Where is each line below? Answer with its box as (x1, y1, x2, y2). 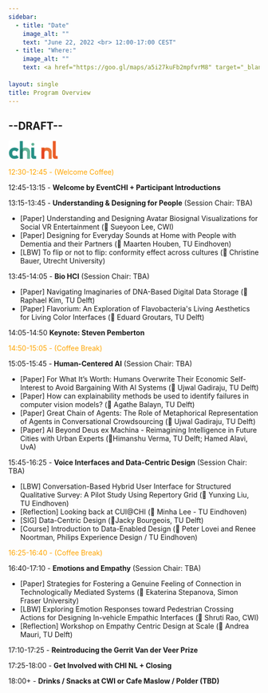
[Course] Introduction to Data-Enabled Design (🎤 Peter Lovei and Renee (19, 524, 257, 534)
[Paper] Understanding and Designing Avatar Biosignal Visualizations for (19, 214, 258, 224)
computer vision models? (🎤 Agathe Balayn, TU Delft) (19, 400, 195, 410)
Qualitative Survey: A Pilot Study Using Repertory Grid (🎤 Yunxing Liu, (19, 490, 250, 500)
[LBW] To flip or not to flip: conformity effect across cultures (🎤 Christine (19, 247, 259, 257)
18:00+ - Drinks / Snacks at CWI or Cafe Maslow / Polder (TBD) (8, 676, 220, 686)
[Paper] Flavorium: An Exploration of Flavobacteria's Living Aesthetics (19, 304, 250, 314)
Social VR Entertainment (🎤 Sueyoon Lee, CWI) (19, 222, 174, 232)
